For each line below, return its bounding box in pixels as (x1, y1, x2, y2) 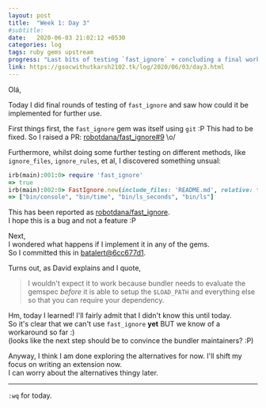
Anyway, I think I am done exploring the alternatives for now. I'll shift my (8, 351, 243, 361)
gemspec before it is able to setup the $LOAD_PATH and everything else (27, 287, 256, 297)
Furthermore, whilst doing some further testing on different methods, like (8, 147, 246, 157)
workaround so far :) (8, 327, 75, 337)
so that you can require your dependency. (27, 296, 165, 305)
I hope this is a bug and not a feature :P (8, 216, 137, 225)
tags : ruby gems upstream (8, 48, 93, 56)
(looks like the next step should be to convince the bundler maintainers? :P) (8, 336, 254, 346)
